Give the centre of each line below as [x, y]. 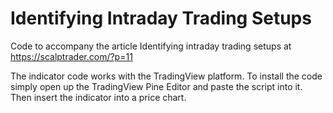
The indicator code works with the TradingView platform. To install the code [166, 76]
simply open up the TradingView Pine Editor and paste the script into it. [156, 86]
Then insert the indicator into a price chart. [98, 97]
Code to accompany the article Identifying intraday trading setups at [151, 46]
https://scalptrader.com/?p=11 [71, 56]
